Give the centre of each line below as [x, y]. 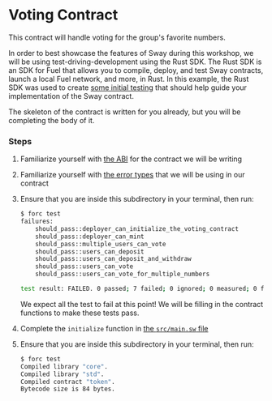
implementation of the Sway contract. [71, 96]
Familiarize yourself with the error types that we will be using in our [132, 175]
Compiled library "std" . [62, 374]
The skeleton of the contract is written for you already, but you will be [125, 112]
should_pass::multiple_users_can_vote [101, 244]
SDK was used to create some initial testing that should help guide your [128, 87]
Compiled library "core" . [64, 366]
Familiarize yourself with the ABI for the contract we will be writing [131, 159]
